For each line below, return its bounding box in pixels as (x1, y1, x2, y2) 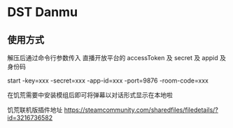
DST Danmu (7, 4, 78, 20)
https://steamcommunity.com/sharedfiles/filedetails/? (64, 106, 219, 114)
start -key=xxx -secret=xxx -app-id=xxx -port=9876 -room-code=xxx (7, 76, 209, 85)
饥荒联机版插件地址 (7, 106, 63, 114)
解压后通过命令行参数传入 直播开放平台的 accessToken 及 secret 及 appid (7, 54, 218, 62)
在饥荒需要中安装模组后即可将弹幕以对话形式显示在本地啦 (7, 91, 173, 99)
